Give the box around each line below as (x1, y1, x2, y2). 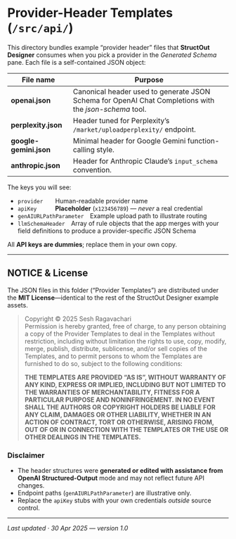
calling (72, 144, 95, 154)
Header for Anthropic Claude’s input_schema (72, 156, 218, 166)
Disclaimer (7, 450, 45, 460)
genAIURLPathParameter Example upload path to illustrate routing (17, 211, 207, 220)
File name (22, 75, 55, 84)
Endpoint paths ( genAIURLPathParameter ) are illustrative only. (17, 489, 192, 497)
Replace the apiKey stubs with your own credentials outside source (17, 496, 212, 505)
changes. (17, 481, 45, 490)
